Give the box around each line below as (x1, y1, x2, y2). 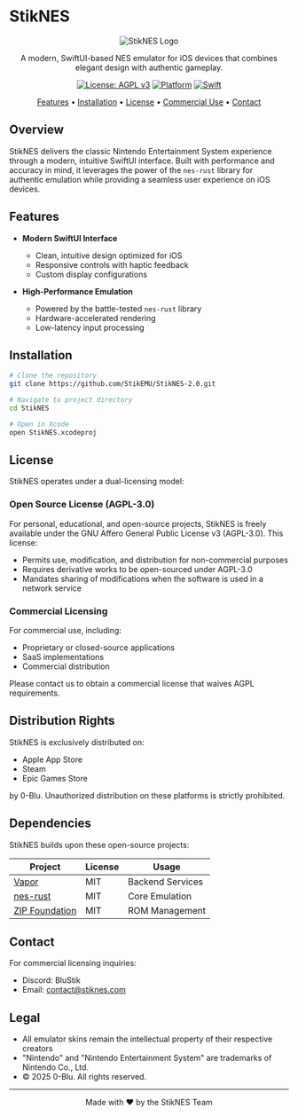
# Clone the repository (9, 371, 98, 381)
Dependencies (9, 816, 91, 831)
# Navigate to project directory (9, 396, 133, 405)
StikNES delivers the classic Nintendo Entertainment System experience (9, 145, 272, 156)
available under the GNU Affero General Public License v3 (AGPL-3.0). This (9, 528, 284, 538)
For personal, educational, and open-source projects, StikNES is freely (9, 518, 267, 529)
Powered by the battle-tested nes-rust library (35, 303, 202, 314)
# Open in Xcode (9, 420, 69, 428)
